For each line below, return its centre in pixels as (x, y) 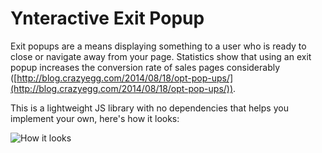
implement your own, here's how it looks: (95, 118)
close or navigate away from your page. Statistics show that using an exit (161, 56)
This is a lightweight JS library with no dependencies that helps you (149, 108)
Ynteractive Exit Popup (107, 18)
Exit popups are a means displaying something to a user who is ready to (158, 46)
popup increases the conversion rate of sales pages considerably (145, 67)
